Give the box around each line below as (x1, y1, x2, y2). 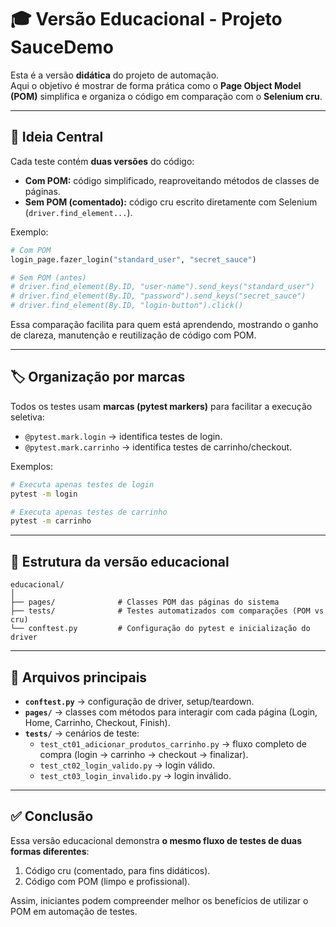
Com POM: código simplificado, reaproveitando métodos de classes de (24, 174, 320, 186)
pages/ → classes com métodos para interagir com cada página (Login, (24, 706, 318, 718)
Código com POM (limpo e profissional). (24, 875, 191, 887)
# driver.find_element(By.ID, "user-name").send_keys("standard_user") (10, 282, 315, 292)
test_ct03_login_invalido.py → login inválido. (39, 769, 232, 781)
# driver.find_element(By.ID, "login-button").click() (10, 301, 244, 311)
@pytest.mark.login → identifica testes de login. (24, 430, 223, 442)
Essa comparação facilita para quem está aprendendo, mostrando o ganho (10, 319, 319, 330)
